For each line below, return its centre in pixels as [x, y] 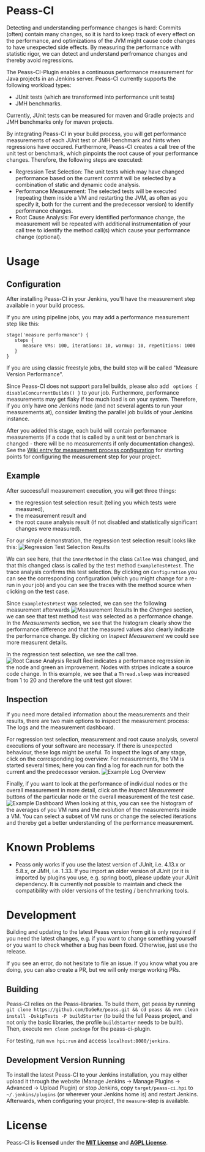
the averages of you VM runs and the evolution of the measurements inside [101, 809]
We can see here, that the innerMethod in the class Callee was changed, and [102, 559]
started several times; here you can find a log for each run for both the [95, 765]
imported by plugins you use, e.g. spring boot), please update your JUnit [107, 877]
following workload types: [39, 85]
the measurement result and [51, 515]
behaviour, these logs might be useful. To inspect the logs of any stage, [96, 752]
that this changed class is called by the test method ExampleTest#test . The [100, 565]
